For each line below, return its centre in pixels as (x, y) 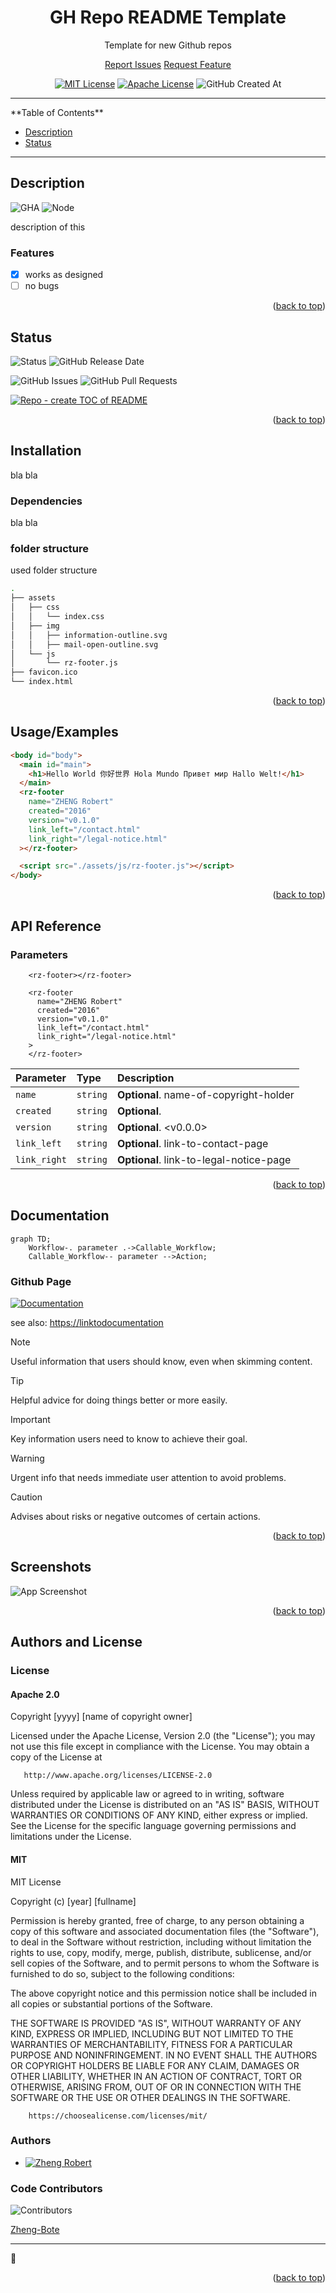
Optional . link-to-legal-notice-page (204, 1159)
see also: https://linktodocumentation (87, 1322)
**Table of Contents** (57, 112)
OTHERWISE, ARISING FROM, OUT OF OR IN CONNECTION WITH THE (156, 2087)
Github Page (41, 1281)
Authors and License (76, 1642)
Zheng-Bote (35, 2230)
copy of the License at (56, 1757)
